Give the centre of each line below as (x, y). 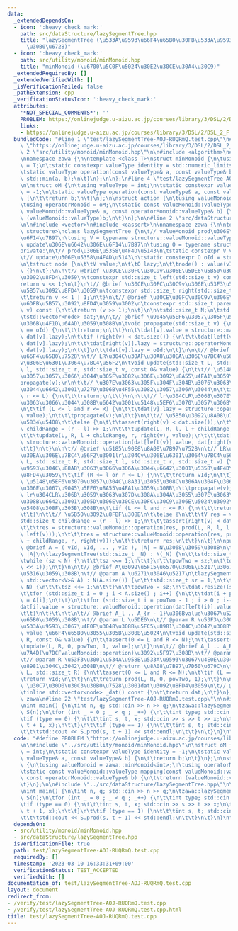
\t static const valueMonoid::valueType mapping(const (101, 772)
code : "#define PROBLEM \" (53, 739)
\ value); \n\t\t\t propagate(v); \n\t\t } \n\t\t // (91, 416)
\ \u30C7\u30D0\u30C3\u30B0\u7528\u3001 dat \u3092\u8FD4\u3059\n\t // (123, 686)
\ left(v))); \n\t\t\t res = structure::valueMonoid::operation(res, (121, 534)
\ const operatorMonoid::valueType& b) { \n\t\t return (101, 778)
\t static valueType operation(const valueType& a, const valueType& (123, 172)
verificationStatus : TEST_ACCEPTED (66, 870)
